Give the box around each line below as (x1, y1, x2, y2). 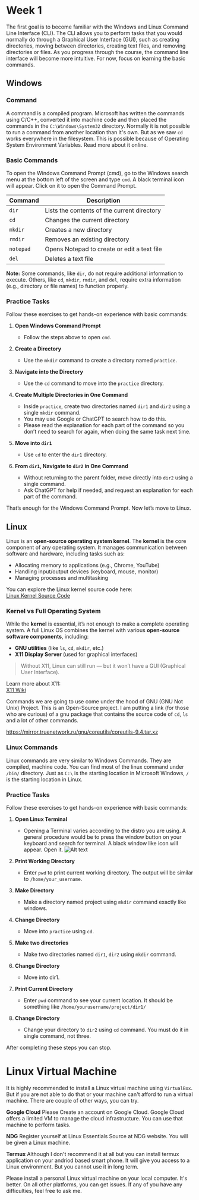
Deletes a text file (45, 254, 94, 263)
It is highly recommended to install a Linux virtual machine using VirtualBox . (6, 1084, 193, 1091)
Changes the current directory (45, 216, 129, 224)
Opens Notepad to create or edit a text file (45, 245, 162, 253)
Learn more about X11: (6, 680, 61, 687)
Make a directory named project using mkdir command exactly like (23, 898, 187, 905)
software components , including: (6, 633, 89, 640)
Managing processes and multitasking (14, 574, 109, 582)
